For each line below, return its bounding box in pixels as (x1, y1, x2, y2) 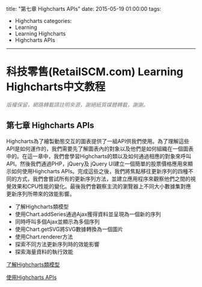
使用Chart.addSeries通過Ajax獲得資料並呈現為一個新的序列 (14, 210, 161, 218)
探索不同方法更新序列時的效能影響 (14, 240, 100, 248)
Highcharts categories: (14, 17, 72, 24)
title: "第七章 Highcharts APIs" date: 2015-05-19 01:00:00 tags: (6, 5, 161, 12)
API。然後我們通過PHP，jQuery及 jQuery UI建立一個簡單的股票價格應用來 (6, 160, 188, 167)
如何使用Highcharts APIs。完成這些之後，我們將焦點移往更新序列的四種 (11, 167, 188, 174)
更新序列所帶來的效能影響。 (6, 190, 75, 197)
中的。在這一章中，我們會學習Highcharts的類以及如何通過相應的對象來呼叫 (6, 152, 192, 159)
